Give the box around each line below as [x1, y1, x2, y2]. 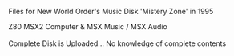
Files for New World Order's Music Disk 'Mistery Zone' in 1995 [8, 7, 214, 16]
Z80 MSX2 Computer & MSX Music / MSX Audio [8, 22, 168, 31]
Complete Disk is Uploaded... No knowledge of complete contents [8, 39, 227, 48]
